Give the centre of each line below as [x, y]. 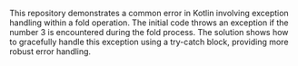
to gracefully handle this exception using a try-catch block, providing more [149, 42]
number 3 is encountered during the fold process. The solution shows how [149, 32]
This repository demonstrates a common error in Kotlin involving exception [149, 13]
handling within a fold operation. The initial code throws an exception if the [149, 23]
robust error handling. [50, 52]
